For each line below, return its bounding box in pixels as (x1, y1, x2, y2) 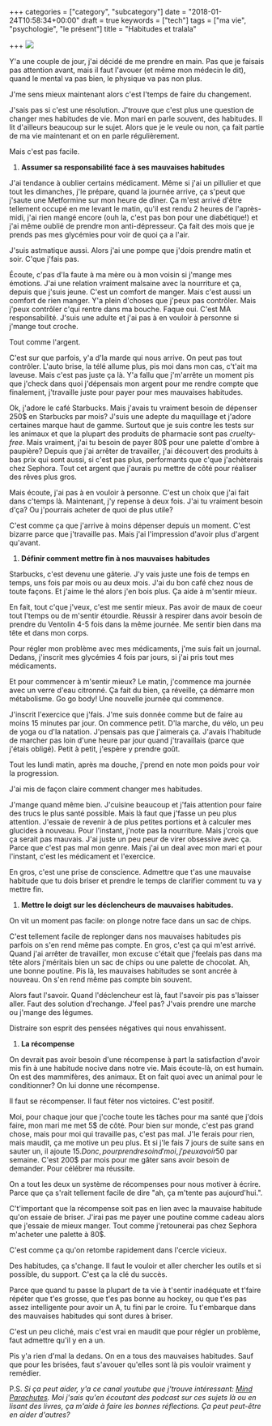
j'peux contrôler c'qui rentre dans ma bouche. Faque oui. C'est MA (9, 304, 232, 314)
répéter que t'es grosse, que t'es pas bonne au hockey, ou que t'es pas (9, 1294, 248, 1304)
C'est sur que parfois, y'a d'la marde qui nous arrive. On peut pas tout (9, 353, 243, 362)
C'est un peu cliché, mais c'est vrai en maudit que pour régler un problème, (9, 1327, 261, 1336)
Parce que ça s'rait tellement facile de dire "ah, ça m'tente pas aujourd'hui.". (9, 1188, 263, 1197)
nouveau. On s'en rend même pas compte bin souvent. (9, 974, 193, 984)
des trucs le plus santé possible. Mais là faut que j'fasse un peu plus (9, 808, 237, 818)
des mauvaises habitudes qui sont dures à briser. (9, 1311, 173, 1321)
